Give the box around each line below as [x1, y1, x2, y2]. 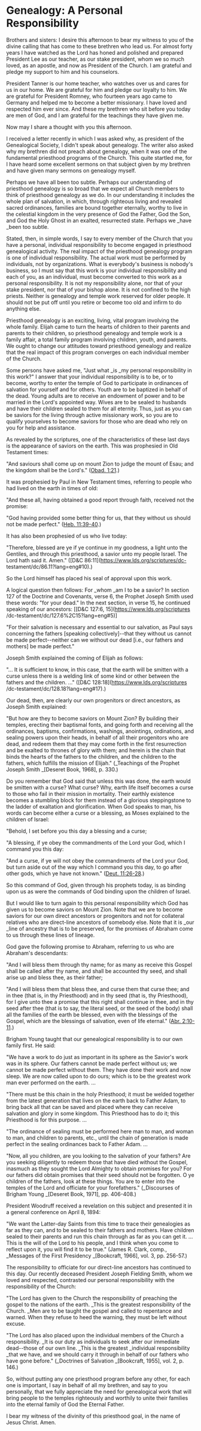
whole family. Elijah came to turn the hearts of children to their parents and [6, 323, 190, 330]
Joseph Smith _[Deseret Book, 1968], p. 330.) [6, 765, 118, 773]
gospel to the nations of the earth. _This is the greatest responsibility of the [6, 1301, 191, 1308]
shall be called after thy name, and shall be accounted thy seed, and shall [6, 967, 187, 974]
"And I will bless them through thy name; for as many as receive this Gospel [6, 961, 193, 968]
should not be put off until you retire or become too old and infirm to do [6, 299, 182, 306]
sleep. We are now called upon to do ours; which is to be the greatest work [6, 1072, 191, 1080]
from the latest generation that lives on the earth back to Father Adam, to [6, 1097, 186, 1104]
